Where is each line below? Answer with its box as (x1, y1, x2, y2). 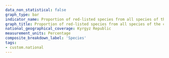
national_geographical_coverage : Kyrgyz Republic (5, 26, 112, 31)
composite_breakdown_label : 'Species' (5, 36, 87, 41)
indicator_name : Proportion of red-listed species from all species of (5, 17, 158, 22)
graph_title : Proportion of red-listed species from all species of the (5, 21, 161, 27)
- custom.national (5, 45, 44, 50)
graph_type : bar (5, 12, 39, 17)
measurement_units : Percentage (5, 31, 71, 36)
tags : (5, 40, 17, 45)
